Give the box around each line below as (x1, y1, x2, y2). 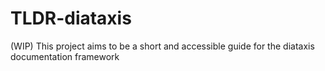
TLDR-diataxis (10, 7, 132, 30)
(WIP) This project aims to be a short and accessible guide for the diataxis (10, 40, 315, 52)
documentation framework (10, 50, 120, 62)
